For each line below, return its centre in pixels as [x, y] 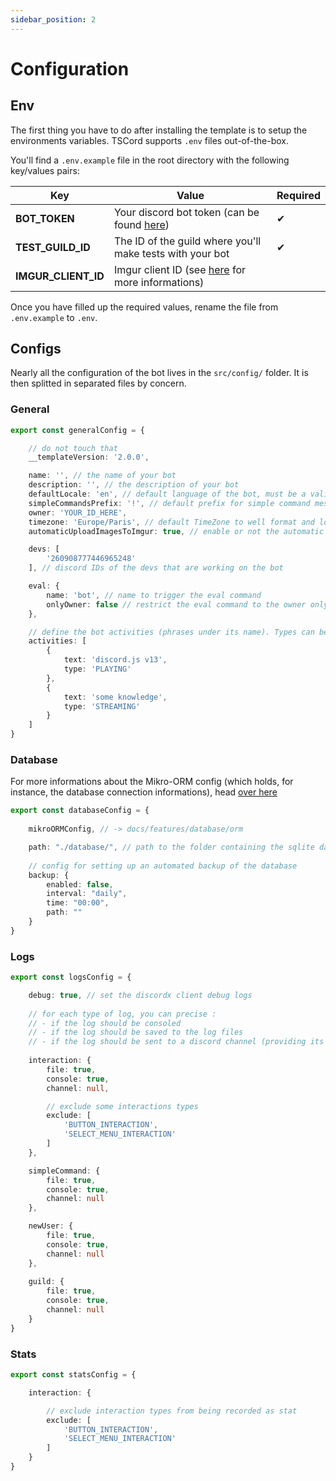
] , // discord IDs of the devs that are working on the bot [156, 568]
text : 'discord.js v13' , [115, 660]
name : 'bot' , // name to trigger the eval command [154, 595]
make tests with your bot [171, 253]
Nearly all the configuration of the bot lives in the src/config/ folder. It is [159, 373]
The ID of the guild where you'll [187, 241]
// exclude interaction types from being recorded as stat [172, 1411]
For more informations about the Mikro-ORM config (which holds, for [152, 782]
